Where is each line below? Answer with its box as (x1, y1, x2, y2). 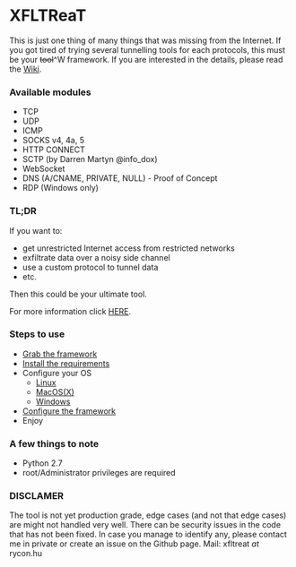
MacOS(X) (35, 386, 74, 397)
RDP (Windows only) (22, 183, 99, 193)
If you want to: (9, 225, 63, 236)
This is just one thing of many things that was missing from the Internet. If (9, 35, 282, 46)
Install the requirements (22, 357, 110, 368)
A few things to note (9, 437, 100, 450)
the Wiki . (9, 64, 42, 74)
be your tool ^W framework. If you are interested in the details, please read (9, 54, 283, 64)
